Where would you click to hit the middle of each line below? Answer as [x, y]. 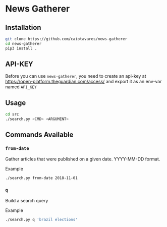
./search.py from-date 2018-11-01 [42, 178]
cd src [12, 115]
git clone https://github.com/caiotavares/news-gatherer [66, 39]
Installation [23, 27]
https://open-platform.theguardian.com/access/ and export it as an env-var [83, 82]
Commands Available [39, 135]
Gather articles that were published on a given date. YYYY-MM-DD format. [83, 159]
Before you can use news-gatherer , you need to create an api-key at [76, 76]
